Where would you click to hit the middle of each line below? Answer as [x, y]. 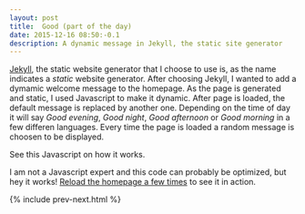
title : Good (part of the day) [71, 26]
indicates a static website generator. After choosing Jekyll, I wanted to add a [153, 79]
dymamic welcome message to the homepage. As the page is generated [146, 88]
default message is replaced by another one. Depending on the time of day [150, 108]
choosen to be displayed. [57, 137]
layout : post [34, 18]
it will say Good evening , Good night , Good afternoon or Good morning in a [150, 117]
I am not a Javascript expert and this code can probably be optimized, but [148, 172]
